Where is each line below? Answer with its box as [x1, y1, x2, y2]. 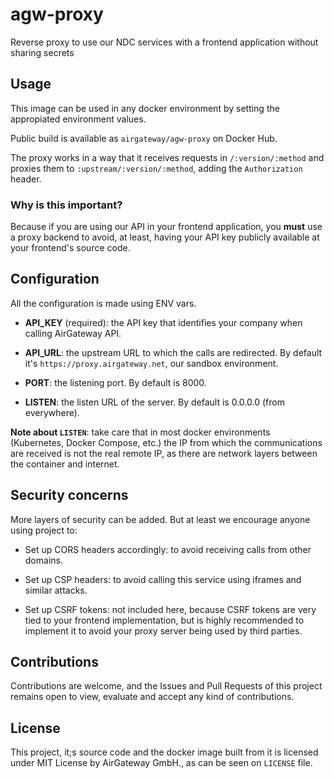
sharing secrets [10, 46, 75, 58]
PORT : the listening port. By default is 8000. [24, 376, 207, 388]
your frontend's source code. [10, 242, 131, 254]
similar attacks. [24, 584, 88, 596]
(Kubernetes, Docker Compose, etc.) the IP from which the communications [10, 436, 323, 448]
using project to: [10, 524, 78, 536]
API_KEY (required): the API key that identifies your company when [24, 316, 303, 328]
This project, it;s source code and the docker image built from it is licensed [10, 746, 319, 758]
